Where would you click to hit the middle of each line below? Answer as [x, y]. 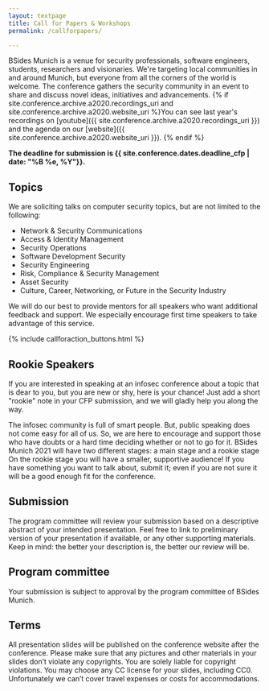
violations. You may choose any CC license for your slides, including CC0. [130, 670]
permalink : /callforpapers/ [55, 31]
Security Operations [53, 248]
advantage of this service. [51, 324]
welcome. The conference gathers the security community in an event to [128, 86]
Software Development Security [73, 257]
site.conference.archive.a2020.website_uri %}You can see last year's [123, 112]
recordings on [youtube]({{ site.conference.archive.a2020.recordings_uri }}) [134, 121]
